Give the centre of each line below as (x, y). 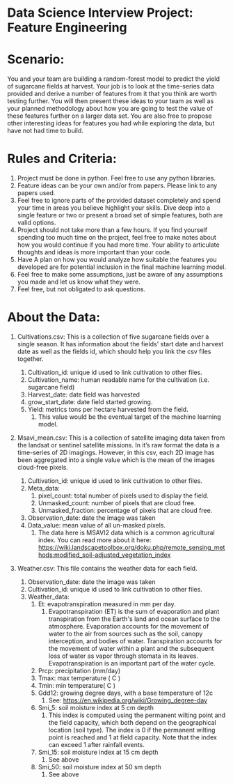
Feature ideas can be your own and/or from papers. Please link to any (117, 185)
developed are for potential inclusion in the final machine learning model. (122, 267)
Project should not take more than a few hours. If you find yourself (112, 230)
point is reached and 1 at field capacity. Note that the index (132, 737)
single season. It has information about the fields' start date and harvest (120, 344)
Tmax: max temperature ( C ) (79, 678)
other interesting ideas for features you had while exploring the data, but (111, 123)
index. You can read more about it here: (95, 540)
